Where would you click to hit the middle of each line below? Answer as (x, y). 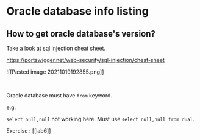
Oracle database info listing (78, 11)
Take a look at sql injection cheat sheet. (56, 48)
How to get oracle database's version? (81, 34)
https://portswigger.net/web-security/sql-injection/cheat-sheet (85, 60)
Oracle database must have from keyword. (59, 95)
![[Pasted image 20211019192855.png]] (55, 72)
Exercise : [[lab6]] (29, 131)
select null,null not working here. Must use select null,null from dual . (101, 119)
